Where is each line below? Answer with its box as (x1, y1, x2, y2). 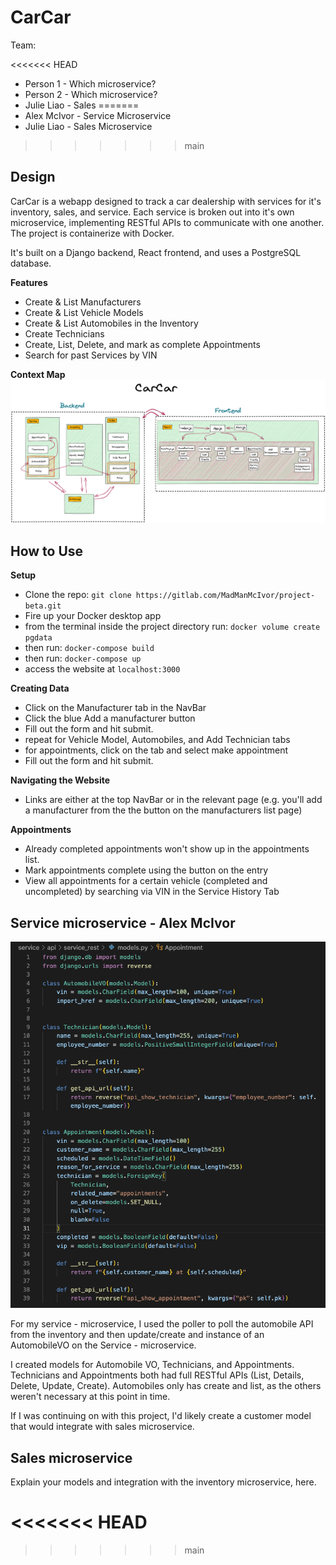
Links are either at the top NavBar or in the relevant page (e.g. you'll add (24, 794, 323, 806)
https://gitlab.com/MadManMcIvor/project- (135, 591, 316, 601)
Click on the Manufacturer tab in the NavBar (24, 702, 207, 714)
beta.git (24, 601, 62, 611)
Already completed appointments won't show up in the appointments (24, 843, 310, 855)
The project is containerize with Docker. (10, 227, 175, 239)
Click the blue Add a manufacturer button (24, 712, 196, 725)
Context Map (10, 368, 66, 380)
